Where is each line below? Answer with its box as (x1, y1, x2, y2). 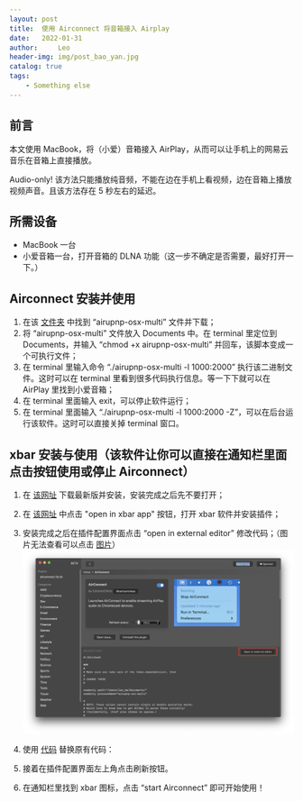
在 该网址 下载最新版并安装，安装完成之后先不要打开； (22, 489, 225, 500)
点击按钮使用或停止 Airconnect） (9, 464, 196, 479)
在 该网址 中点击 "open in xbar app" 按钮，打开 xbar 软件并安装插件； (22, 509, 281, 519)
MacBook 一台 (22, 240, 77, 250)
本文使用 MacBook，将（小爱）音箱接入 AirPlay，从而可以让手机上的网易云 (9, 143, 289, 154)
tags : (9, 72, 30, 81)
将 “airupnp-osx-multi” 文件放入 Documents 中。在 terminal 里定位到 (22, 328, 278, 339)
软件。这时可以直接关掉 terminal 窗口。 (38, 418, 184, 429)
